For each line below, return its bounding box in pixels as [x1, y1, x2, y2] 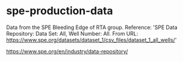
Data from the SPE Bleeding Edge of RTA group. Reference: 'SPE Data [6, 24, 178, 31]
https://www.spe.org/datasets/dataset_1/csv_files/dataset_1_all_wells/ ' [6, 36, 177, 43]
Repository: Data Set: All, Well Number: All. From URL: [6, 30, 138, 37]
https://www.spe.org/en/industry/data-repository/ [6, 47, 128, 54]
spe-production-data [6, 4, 113, 18]
